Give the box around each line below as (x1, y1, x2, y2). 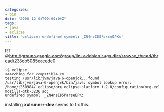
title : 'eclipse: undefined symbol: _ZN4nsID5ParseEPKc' (5, 35, 123, 39)
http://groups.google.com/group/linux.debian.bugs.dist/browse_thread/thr (9, 53, 159, 58)
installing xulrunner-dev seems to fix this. (5, 101, 90, 107)
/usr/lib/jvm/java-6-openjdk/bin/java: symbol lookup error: (5, 80, 132, 85)
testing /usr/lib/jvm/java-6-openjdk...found (5, 76, 99, 81)
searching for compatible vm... (5, 72, 71, 76)
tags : (5, 20, 16, 26)
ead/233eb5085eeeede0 (5, 58, 56, 64)
